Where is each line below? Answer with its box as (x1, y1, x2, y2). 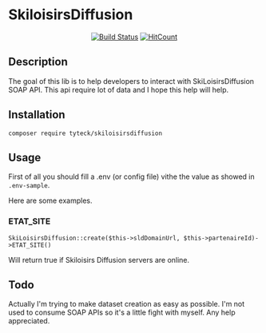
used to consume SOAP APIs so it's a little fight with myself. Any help (8, 307, 236, 317)
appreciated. (8, 316, 50, 326)
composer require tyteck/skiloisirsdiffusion (8, 129, 162, 137)
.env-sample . (8, 180, 50, 190)
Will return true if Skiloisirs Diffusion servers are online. (8, 255, 190, 264)
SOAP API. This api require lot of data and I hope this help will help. (8, 85, 229, 94)
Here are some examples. (8, 196, 93, 205)
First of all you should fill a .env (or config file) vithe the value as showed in (8, 172, 255, 181)
